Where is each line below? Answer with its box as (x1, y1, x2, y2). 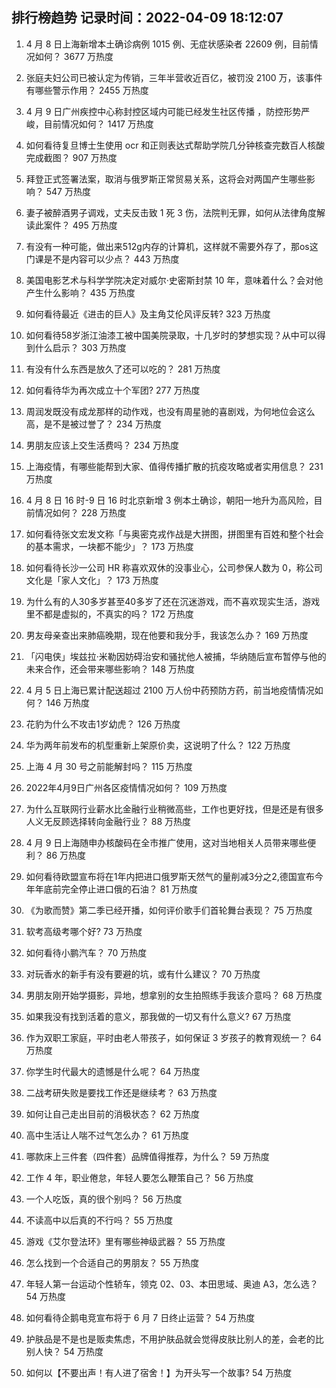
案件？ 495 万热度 (43, 219, 118, 231)
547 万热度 (45, 185, 91, 197)
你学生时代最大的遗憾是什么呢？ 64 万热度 (25, 1065, 201, 1077)
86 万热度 (45, 849, 87, 861)
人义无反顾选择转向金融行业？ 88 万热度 (25, 815, 191, 827)
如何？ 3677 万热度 (34, 50, 114, 62)
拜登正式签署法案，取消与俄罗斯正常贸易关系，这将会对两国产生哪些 (25, 173, 307, 185)
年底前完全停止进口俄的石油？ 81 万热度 (34, 883, 199, 895)
